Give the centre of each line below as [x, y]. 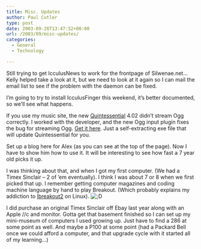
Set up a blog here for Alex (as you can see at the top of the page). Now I [97, 146]
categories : [21, 40]
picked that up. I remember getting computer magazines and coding [91, 183]
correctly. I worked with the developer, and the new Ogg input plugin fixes [97, 122]
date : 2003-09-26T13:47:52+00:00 [48, 28]
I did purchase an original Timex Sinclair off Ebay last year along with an [95, 208]
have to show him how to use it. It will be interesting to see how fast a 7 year [100, 152]
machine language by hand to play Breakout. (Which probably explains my [98, 190]
